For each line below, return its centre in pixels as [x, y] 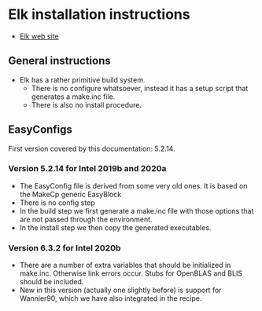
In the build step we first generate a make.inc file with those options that [137, 210]
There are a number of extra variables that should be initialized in [125, 265]
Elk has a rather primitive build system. [82, 79]
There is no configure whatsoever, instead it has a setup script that [140, 88]
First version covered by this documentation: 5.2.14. [92, 148]
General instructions [60, 61]
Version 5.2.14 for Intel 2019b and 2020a [87, 169]
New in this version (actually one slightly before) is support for [120, 290]
